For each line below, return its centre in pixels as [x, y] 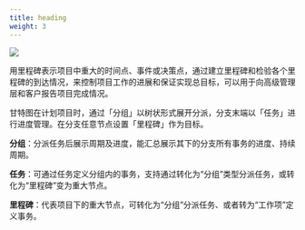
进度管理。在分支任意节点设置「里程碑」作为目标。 [113, 124]
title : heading [38, 18]
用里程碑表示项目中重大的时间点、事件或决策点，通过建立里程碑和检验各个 [148, 70]
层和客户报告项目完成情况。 [61, 93]
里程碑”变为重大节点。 [70, 185]
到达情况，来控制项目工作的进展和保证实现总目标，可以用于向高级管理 [164, 82]
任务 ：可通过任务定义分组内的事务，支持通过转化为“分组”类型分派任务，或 [148, 174]
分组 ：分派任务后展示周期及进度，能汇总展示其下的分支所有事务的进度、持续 [152, 143]
